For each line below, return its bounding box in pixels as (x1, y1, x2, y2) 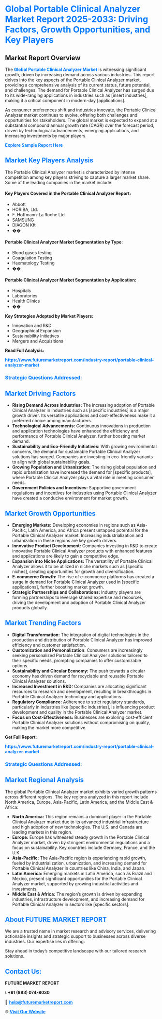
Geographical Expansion (12, 328, 61, 334)
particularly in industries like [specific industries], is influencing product (12, 704, 155, 710)
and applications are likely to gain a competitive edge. (12, 553, 119, 559)
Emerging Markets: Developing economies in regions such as (12, 522, 136, 528)
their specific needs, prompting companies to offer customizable (12, 657, 141, 663)
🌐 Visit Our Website (5, 1009, 46, 1015)
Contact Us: (5, 967, 42, 975)
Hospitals (12, 288, 31, 294)
